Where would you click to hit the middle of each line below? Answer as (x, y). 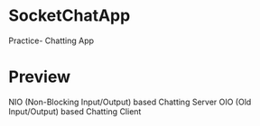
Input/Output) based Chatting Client (75, 111)
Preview (40, 77)
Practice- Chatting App (51, 40)
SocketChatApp (70, 16)
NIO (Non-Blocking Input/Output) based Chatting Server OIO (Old (130, 102)
